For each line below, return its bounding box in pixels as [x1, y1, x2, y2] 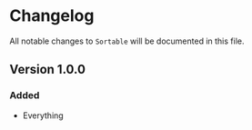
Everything [22, 110, 64, 121]
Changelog [9, 5, 95, 26]
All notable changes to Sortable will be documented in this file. [9, 35, 245, 46]
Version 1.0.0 [9, 62, 86, 77]
